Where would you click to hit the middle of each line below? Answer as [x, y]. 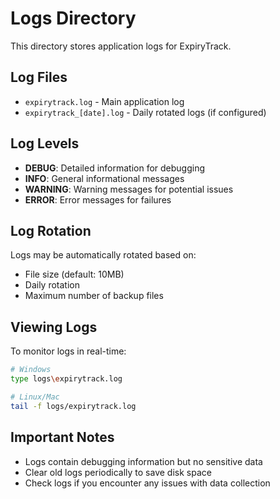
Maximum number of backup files [94, 296]
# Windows [31, 370]
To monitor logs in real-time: [68, 351]
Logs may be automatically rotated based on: [103, 255]
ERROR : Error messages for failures [98, 199]
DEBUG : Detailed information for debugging [115, 168]
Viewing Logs [54, 327]
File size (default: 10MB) [74, 274]
